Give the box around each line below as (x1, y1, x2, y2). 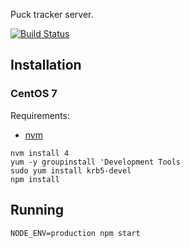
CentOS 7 (10, 87, 58, 101)
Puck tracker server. (10, 9, 94, 20)
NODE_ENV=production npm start (10, 228, 141, 238)
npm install (10, 174, 60, 184)
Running (10, 202, 65, 219)
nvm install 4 (10, 148, 70, 158)
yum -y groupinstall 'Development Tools (10, 157, 182, 167)
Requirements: (10, 109, 70, 121)
